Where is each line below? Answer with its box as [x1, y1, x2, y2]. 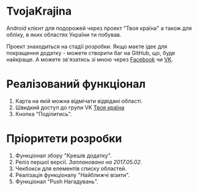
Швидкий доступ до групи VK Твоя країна [15, 104, 125, 111]
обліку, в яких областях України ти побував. [6, 31, 122, 38]
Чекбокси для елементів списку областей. [15, 165, 127, 172]
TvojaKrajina [6, 4, 72, 18]
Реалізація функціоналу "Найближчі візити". [15, 171, 130, 178]
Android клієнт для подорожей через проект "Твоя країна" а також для [6, 24, 193, 32]
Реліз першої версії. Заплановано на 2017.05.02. [15, 158, 142, 165]
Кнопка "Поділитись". [15, 110, 72, 117]
